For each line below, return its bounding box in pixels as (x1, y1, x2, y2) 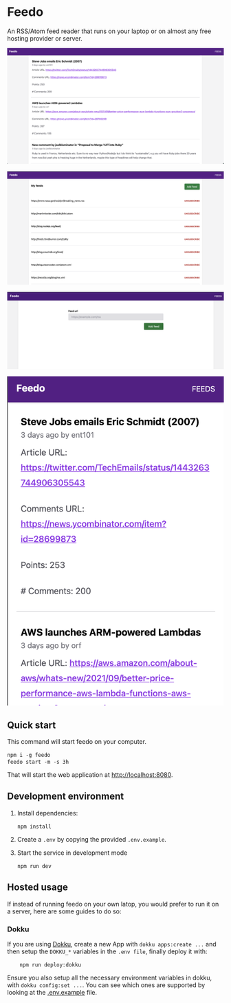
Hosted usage (7, 882, 69, 893)
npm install (16, 823, 52, 830)
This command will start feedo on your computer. (7, 738, 146, 746)
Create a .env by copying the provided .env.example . (16, 835, 167, 843)
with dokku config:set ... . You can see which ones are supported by (7, 980, 206, 989)
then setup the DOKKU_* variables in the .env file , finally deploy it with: (7, 947, 208, 955)
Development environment (7, 791, 124, 802)
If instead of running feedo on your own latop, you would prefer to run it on (7, 900, 219, 908)
